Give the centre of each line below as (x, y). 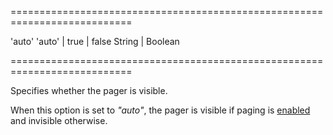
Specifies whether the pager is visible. (89, 90)
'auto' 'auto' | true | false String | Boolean (95, 41)
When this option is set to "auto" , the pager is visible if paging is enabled (160, 110)
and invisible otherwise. (59, 120)
